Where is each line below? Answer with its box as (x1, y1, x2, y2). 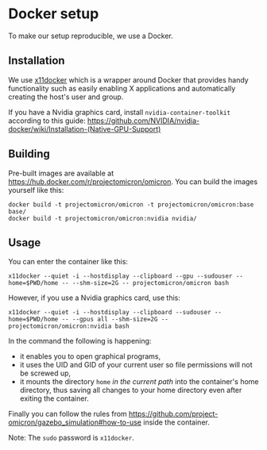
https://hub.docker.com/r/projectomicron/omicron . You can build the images (8, 176, 258, 187)
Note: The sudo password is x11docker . (8, 433, 135, 443)
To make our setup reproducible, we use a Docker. (8, 31, 173, 40)
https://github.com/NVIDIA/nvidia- (87, 116, 200, 125)
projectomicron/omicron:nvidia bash (8, 322, 130, 330)
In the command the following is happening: (8, 337, 152, 346)
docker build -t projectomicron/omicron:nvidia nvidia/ (8, 214, 197, 222)
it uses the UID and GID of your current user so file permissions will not (19, 360, 253, 370)
